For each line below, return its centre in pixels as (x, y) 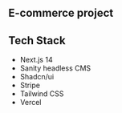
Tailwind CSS (42, 94)
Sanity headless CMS (55, 68)
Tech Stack (37, 40)
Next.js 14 (37, 60)
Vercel (31, 103)
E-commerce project (61, 13)
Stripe (30, 85)
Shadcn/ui (37, 77)
